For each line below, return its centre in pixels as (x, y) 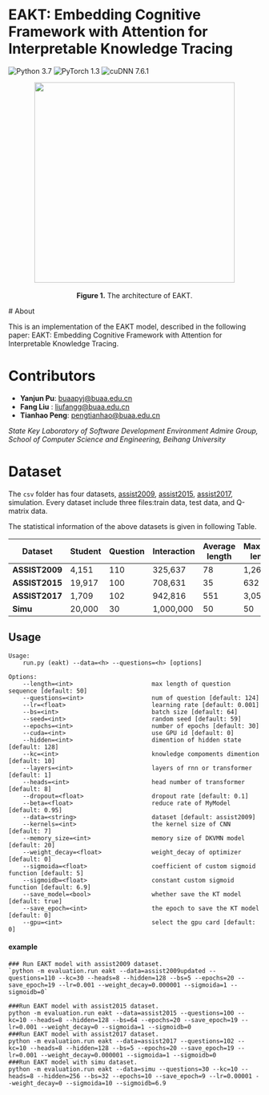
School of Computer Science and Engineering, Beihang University (117, 439)
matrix (19, 511)
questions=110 (32, 978)
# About (22, 311)
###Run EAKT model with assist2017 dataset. (84, 1034)
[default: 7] (30, 831)
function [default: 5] (46, 873)
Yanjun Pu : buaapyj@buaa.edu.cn (76, 398)
